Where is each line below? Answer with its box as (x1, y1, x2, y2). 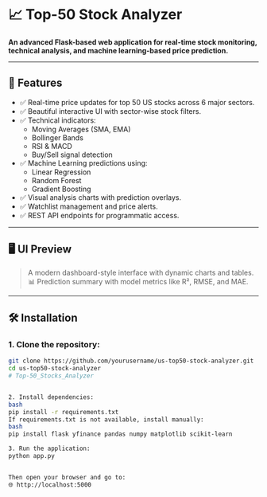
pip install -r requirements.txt (8, 408, 119, 416)
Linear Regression (31, 167, 91, 177)
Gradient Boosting (31, 184, 91, 194)
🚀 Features (8, 76, 63, 90)
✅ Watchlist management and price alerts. (19, 202, 159, 211)
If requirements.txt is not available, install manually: (8, 415, 204, 424)
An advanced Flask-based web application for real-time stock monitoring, (8, 37, 257, 47)
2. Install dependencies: (8, 393, 94, 401)
